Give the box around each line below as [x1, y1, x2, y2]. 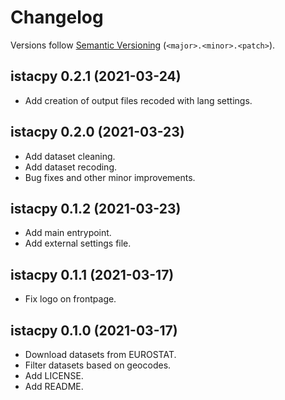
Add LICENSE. [24, 370, 84, 381]
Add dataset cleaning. [24, 150, 116, 162]
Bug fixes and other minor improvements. [24, 171, 196, 183]
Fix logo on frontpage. [24, 293, 117, 305]
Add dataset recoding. [24, 161, 117, 173]
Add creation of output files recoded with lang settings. [24, 94, 253, 106]
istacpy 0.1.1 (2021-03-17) [10, 266, 175, 283]
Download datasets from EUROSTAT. [24, 349, 177, 360]
